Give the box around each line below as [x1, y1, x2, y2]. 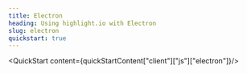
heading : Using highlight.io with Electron [8, 19, 157, 27]
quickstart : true [8, 34, 67, 43]
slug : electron [8, 26, 60, 34]
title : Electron [8, 11, 63, 20]
